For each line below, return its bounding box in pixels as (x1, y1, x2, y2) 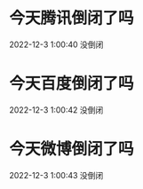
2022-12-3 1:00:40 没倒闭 (9, 39, 104, 50)
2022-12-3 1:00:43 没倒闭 (9, 169, 104, 180)
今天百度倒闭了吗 (9, 74, 135, 94)
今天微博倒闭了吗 (9, 139, 135, 160)
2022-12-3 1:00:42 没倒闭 (9, 104, 104, 115)
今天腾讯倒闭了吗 (9, 8, 135, 28)
